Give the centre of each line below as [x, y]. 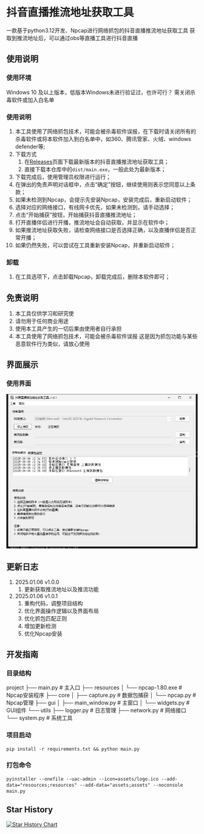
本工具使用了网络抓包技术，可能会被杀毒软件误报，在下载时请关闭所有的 [105, 131]
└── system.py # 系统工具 [39, 718]
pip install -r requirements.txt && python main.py [73, 749]
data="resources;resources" [42, 785]
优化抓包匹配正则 [46, 618]
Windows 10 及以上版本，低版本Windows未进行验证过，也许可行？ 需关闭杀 [101, 92]
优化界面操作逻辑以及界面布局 [61, 611]
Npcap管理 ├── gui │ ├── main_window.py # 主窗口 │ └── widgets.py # [98, 703]
